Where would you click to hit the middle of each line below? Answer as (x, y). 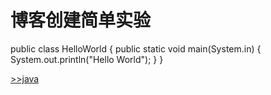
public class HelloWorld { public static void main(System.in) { (136, 48)
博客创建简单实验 (81, 20)
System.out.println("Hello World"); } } (87, 59)
